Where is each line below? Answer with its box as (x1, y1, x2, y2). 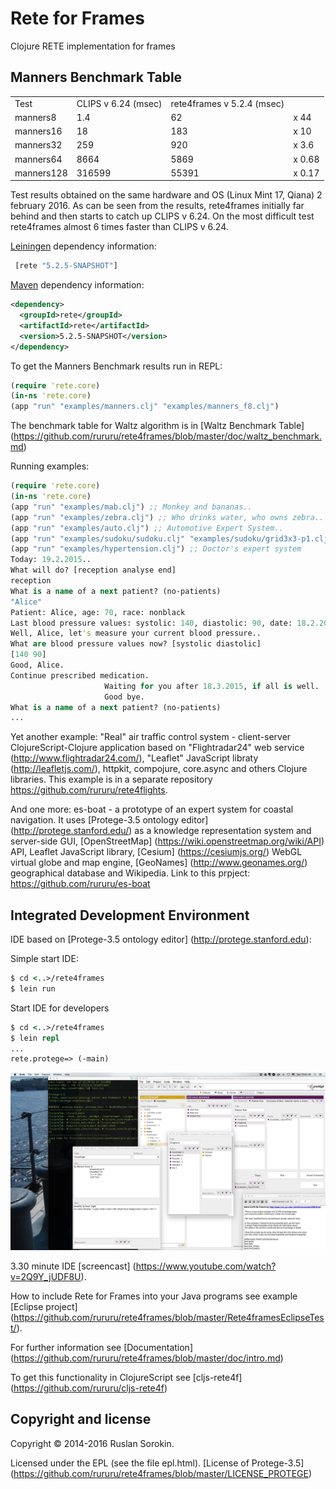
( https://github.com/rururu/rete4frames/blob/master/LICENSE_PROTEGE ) (10, 1467, 313, 1479)
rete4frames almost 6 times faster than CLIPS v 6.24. (10, 221, 229, 233)
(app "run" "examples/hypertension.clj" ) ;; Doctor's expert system (10, 544, 302, 554)
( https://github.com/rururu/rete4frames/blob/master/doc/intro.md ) (10, 1352, 284, 1364)
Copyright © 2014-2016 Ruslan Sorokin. (10, 1437, 175, 1449)
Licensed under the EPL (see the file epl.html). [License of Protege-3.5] (10, 1457, 305, 1469)
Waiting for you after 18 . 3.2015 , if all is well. (104, 681, 320, 691)
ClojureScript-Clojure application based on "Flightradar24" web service (10, 742, 305, 754)
